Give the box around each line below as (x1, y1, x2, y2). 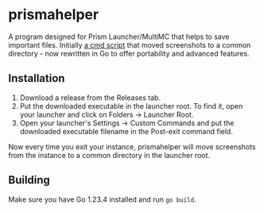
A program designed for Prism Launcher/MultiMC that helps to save (8, 32, 230, 41)
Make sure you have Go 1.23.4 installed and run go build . (8, 195, 196, 204)
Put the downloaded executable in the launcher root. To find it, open (19, 101, 243, 110)
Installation (8, 71, 65, 85)
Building (8, 173, 50, 187)
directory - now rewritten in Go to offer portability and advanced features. (8, 48, 250, 58)
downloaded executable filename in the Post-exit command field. (19, 126, 233, 136)
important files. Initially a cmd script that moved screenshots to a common (8, 40, 251, 49)
